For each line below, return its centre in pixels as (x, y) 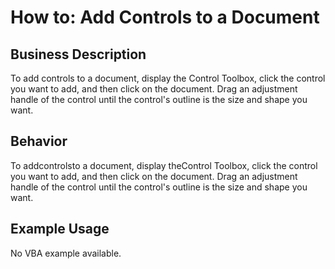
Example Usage (60, 229)
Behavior (39, 141)
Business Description (78, 54)
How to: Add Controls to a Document (165, 17)
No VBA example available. (66, 253)
